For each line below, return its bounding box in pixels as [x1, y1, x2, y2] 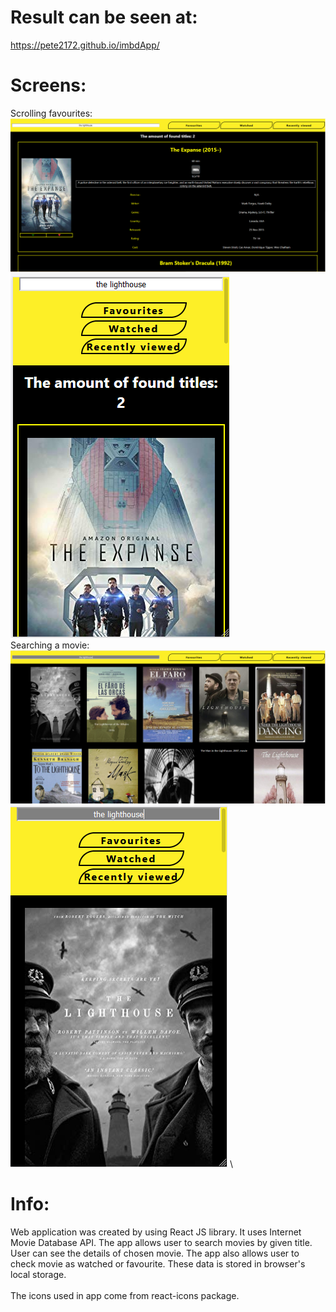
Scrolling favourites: [10, 107, 93, 119]
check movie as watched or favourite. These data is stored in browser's [10, 1257, 306, 1270]
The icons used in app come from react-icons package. [10, 1289, 240, 1301]
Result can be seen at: [10, 6, 198, 29]
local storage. [10, 1268, 67, 1280]
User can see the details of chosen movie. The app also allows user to [10, 1247, 300, 1259]
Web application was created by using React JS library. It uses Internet [10, 1226, 302, 1238]
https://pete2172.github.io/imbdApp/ [10, 39, 160, 51]
